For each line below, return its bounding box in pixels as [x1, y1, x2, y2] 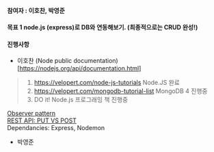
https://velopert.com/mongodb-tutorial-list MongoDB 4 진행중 [34, 87, 208, 95]
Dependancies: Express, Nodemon [7, 124, 105, 132]
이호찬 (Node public [16, 57, 72, 65]
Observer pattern [7, 110, 56, 118]
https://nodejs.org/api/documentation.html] [19, 64, 142, 73]
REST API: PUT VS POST [7, 116, 77, 125]
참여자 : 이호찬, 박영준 [7, 6, 65, 14]
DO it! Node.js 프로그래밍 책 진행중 [34, 96, 129, 104]
